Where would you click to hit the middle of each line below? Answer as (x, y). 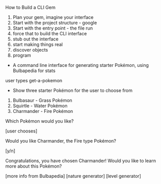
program (22, 55)
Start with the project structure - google (55, 23)
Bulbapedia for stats (34, 71)
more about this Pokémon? (34, 166)
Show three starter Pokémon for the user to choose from (73, 90)
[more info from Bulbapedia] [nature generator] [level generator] (73, 176)
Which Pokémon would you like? (39, 121)
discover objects (30, 50)
